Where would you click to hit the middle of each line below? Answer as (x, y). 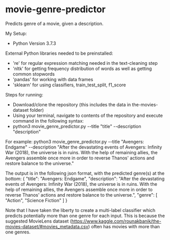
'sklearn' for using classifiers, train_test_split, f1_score (69, 85)
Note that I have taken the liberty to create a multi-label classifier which (80, 210)
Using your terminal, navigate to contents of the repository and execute (88, 115)
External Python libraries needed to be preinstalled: (59, 53)
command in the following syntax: (48, 121)
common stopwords (34, 74)
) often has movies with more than (124, 226)
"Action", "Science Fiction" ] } (37, 200)
